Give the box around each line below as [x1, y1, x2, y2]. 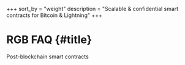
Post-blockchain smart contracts [6, 53, 89, 60]
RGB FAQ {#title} [6, 33, 92, 47]
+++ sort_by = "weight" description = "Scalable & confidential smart [6, 5, 179, 12]
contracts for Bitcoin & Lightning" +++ [6, 12, 102, 19]
